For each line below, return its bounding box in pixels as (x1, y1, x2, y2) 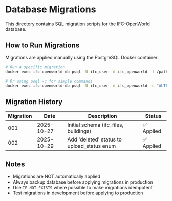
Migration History (5, 97, 63, 106)
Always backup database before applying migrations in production (12, 178, 154, 185)
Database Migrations (5, 4, 96, 15)
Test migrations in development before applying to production (12, 190, 143, 196)
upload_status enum (67, 143, 116, 150)
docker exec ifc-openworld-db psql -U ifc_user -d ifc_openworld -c (5, 83, 155, 88)
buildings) (67, 128, 92, 135)
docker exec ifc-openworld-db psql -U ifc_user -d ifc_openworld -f (5, 69, 155, 74)
